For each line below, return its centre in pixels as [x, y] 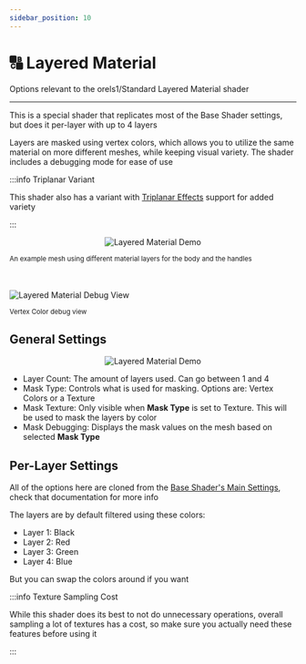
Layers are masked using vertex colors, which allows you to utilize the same [152, 142]
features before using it [53, 634]
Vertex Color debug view [48, 312]
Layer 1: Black [49, 533]
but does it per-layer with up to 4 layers [83, 125]
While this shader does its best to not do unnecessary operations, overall [147, 615]
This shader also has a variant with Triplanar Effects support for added [142, 197]
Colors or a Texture [59, 398]
